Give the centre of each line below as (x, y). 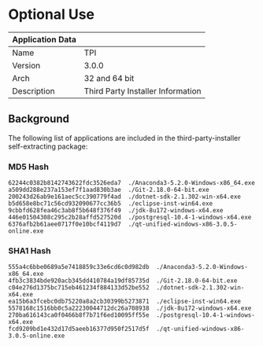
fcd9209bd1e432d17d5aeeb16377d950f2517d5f (79, 329)
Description (33, 90)
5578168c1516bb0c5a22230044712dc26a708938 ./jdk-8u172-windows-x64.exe (130, 308)
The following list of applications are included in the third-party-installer (124, 138)
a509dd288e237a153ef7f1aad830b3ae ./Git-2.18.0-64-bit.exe (109, 190)
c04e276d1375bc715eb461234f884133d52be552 (79, 288)
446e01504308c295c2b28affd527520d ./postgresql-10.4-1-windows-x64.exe (130, 218)
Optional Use (51, 15)
